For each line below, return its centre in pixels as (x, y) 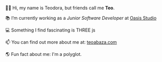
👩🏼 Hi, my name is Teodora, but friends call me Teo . (60, 8)
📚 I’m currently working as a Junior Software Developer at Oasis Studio (81, 18)
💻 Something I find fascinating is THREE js (50, 30)
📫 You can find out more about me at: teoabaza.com (61, 42)
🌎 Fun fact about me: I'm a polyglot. (43, 54)
